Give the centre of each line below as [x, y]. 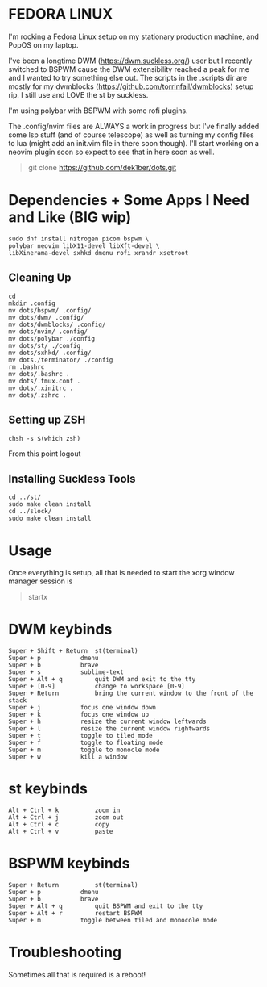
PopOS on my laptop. [43, 44]
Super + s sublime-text [66, 672]
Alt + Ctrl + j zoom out [66, 818]
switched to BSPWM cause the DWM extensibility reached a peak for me [129, 69]
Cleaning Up [40, 278]
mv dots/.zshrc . [37, 395]
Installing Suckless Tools [72, 478]
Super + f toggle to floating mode [86, 743]
